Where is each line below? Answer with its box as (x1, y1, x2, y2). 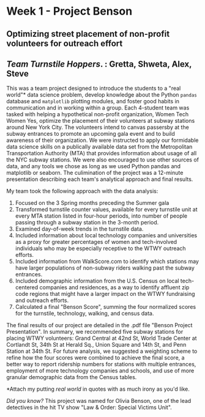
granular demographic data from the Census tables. (6, 374, 137, 381)
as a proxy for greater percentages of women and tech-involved (15, 238, 177, 246)
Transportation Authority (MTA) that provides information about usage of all (6, 150, 197, 157)
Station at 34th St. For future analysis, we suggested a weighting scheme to (6, 347, 198, 355)
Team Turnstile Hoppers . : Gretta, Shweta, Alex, (6, 59, 192, 69)
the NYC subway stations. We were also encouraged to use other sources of (6, 156, 199, 163)
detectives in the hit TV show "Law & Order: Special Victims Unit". (6, 404, 173, 411)
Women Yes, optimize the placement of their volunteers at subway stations (6, 117, 195, 125)
